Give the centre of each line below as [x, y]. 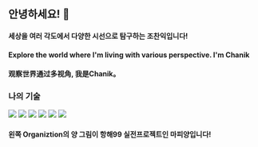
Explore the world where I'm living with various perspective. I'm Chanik [129, 55]
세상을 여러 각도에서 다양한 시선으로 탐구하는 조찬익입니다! [98, 36]
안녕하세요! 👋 [39, 14]
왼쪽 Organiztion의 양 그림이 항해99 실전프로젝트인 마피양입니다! [110, 134]
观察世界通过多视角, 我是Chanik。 [64, 74]
